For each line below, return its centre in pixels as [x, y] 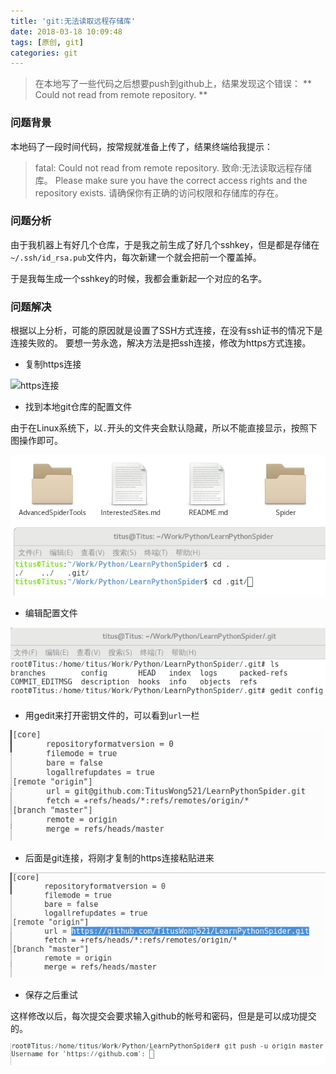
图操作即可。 [36, 441]
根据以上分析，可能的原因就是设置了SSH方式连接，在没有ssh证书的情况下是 [166, 331]
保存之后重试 [51, 995]
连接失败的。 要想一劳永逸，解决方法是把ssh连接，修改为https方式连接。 [161, 343]
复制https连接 [53, 364]
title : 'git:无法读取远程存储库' [73, 21]
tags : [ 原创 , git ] [47, 42]
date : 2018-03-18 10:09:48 [66, 31]
